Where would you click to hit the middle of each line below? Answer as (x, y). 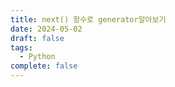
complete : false (44, 66)
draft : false (37, 38)
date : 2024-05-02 (46, 29)
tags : (21, 47)
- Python (37, 57)
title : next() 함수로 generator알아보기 (88, 19)
